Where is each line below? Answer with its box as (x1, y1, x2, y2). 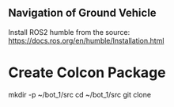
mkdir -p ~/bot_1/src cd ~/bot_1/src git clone (8, 90, 152, 99)
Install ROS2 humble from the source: (8, 27, 130, 36)
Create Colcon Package (8, 63, 166, 82)
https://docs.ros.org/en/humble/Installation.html (8, 36, 165, 45)
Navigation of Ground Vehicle (8, 6, 157, 20)
